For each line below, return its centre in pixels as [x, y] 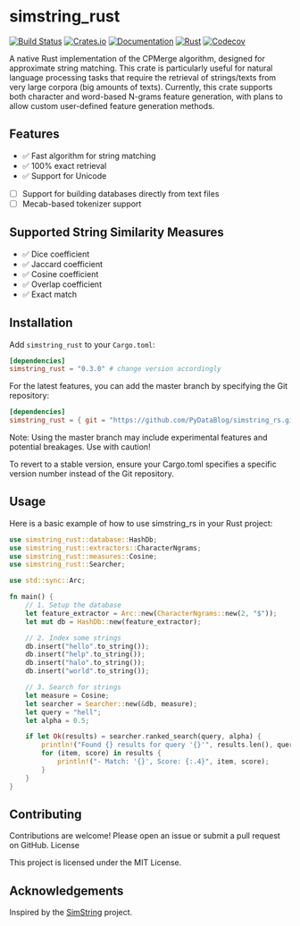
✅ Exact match [50, 294]
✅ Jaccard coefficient [62, 264]
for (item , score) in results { [102, 753]
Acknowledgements [67, 891]
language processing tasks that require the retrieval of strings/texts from [143, 77]
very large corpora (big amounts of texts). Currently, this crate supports [141, 87]
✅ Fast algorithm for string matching [89, 156]
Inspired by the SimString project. [71, 913]
